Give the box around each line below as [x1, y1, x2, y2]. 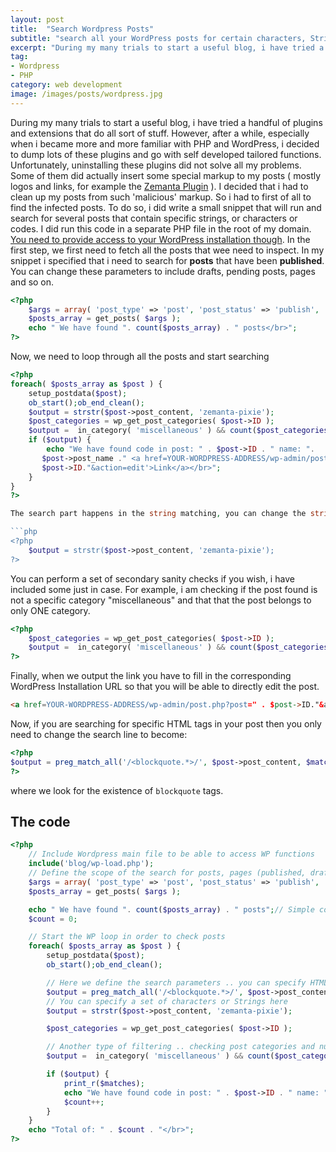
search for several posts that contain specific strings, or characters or [10, 212, 298, 224]
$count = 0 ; [28, 914, 78, 924]
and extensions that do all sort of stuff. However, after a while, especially [10, 127, 310, 139]
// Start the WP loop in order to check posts [28, 932, 226, 942]
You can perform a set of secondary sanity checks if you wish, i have [10, 572, 295, 585]
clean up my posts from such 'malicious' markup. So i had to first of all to [10, 191, 312, 203]
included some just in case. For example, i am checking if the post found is [10, 583, 318, 595]
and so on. [10, 276, 55, 288]
